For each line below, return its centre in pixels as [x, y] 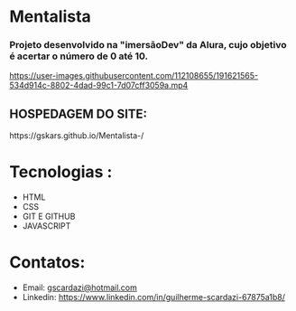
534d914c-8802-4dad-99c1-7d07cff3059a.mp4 [99, 85]
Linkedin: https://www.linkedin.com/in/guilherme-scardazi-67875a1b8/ [154, 297]
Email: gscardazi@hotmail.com [80, 287]
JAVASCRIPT [46, 226]
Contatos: [47, 263]
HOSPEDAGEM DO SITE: [78, 113]
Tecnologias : [61, 172]
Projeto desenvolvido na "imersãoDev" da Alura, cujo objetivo [148, 45]
